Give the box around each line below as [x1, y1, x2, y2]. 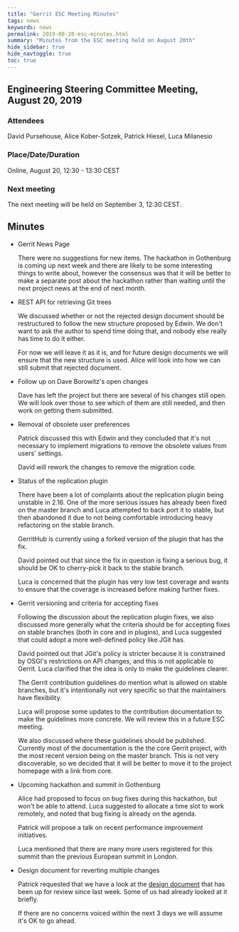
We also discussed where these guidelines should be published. [17, 736, 206, 744]
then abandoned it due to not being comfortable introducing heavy [17, 513, 213, 522]
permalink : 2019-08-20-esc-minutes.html [7, 30, 129, 38]
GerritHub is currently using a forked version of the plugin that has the [17, 535, 224, 543]
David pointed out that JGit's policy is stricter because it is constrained [17, 649, 225, 657]
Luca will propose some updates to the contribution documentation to [17, 707, 223, 716]
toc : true [7, 57, 37, 64]
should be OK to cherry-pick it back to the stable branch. [17, 563, 185, 572]
